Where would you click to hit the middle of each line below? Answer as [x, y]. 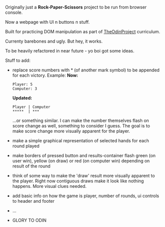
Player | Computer [31, 107]
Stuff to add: [18, 60]
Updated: [22, 98]
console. [14, 12]
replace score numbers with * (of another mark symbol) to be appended [86, 70]
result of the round [31, 166]
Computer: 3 [25, 89]
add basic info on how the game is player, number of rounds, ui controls [86, 196]
